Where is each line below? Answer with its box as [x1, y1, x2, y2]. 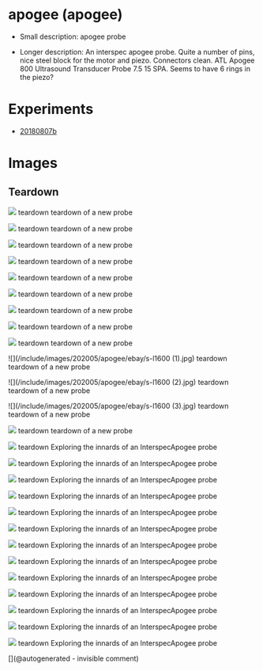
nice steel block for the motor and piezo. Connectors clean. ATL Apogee [19, 55, 255, 65]
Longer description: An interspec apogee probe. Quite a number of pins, [19, 47, 255, 56]
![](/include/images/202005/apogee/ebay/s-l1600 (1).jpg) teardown [8, 353, 227, 363]
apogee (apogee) [8, 6, 123, 24]
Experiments [8, 101, 94, 118]
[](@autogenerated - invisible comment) [8, 654, 140, 663]
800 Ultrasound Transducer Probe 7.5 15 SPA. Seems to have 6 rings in [19, 63, 251, 73]
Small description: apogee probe [19, 32, 126, 41]
